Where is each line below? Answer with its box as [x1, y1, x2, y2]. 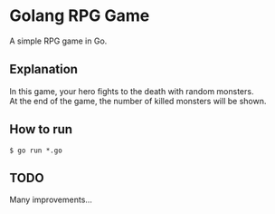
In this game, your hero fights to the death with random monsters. [9, 85, 254, 96]
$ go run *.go [9, 146, 63, 155]
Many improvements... [9, 194, 93, 205]
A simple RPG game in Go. [9, 35, 108, 46]
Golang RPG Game [9, 5, 150, 26]
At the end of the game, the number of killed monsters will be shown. [9, 95, 267, 106]
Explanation [9, 62, 79, 77]
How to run [9, 122, 73, 137]
